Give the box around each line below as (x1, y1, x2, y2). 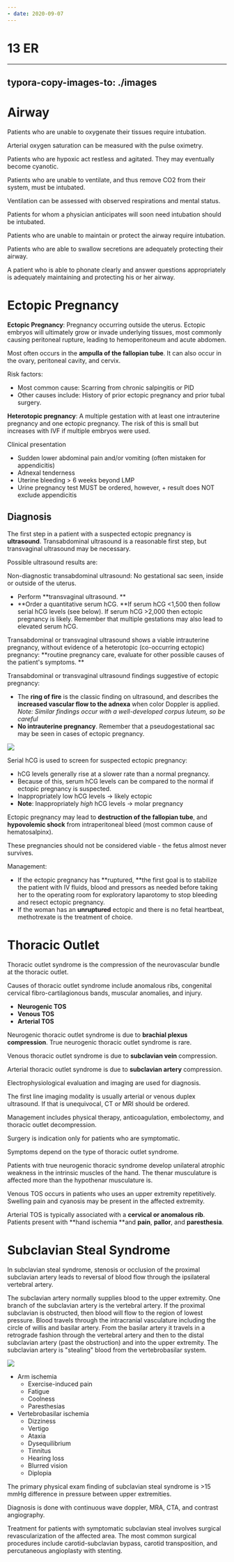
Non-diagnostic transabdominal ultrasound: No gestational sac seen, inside (7, 571, 224, 580)
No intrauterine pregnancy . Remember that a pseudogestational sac (17, 722, 215, 730)
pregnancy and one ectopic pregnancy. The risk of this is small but (7, 419, 199, 427)
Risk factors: (7, 369, 43, 378)
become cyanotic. (7, 162, 59, 170)
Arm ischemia (17, 1372, 57, 1380)
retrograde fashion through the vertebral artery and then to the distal (7, 1331, 204, 1339)
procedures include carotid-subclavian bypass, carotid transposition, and (7, 1539, 218, 1547)
